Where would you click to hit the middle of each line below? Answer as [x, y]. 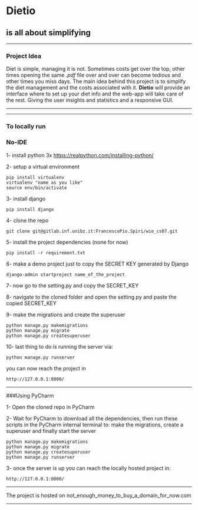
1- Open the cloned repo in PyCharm [51, 407]
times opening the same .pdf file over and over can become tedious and [94, 75]
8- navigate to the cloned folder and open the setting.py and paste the [91, 297]
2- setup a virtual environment [43, 167]
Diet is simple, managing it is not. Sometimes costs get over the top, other [96, 69]
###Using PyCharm [30, 395]
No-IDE [17, 143]
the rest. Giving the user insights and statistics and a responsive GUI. [90, 100]
